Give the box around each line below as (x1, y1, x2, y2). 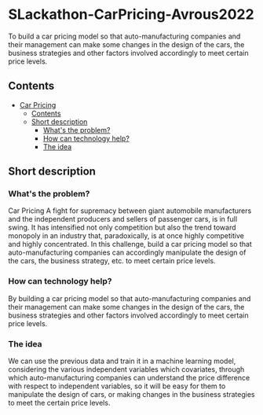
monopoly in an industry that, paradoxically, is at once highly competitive (8, 231, 245, 241)
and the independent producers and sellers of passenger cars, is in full (8, 215, 238, 224)
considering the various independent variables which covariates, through (8, 365, 245, 374)
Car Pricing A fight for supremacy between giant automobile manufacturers (8, 206, 252, 215)
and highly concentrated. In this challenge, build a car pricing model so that (8, 240, 253, 249)
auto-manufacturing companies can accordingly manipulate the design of (8, 248, 247, 257)
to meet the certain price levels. (8, 398, 111, 408)
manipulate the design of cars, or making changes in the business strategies (8, 390, 255, 399)
